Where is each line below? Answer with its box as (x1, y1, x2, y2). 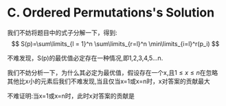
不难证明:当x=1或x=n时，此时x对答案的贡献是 (7, 92, 135, 100)
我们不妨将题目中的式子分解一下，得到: (7, 28, 118, 36)
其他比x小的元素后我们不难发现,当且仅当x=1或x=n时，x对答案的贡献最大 (7, 77, 211, 85)
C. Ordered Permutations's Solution (7, 5, 215, 21)
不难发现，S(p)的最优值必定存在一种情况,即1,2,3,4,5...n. (7, 54, 163, 62)
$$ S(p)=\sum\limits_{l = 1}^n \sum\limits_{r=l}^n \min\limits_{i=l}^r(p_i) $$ (11, 39, 220, 47)
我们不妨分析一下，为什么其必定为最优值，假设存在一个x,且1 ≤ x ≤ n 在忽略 (7, 68, 218, 76)
